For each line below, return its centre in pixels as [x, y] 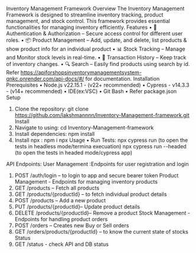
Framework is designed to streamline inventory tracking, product [85, 15]
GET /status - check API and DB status [62, 244]
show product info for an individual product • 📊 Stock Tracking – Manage [96, 49]
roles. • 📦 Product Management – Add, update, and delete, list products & [97, 40]
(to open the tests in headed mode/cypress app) [73, 153]
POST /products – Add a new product [60, 200]
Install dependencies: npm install [55, 134]
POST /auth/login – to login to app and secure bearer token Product [97, 175]
